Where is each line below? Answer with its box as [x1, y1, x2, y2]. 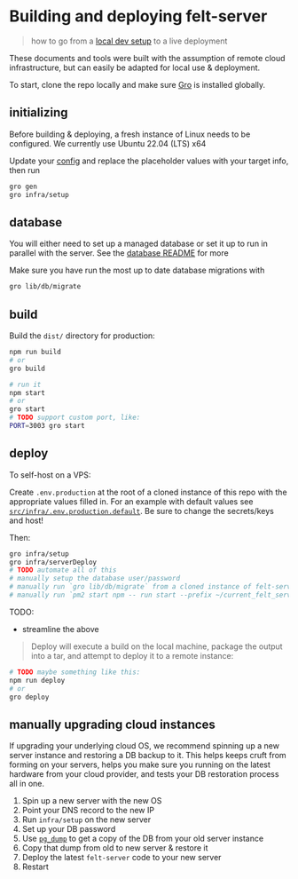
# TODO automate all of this [9, 566, 117, 574]
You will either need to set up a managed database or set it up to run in [9, 238, 269, 249]
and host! [9, 515, 44, 526]
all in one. [9, 779, 45, 789]
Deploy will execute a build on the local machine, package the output [30, 641, 283, 652]
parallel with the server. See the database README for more [9, 248, 229, 258]
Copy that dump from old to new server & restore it [21, 843, 208, 853]
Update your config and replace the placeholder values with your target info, [9, 155, 289, 166]
